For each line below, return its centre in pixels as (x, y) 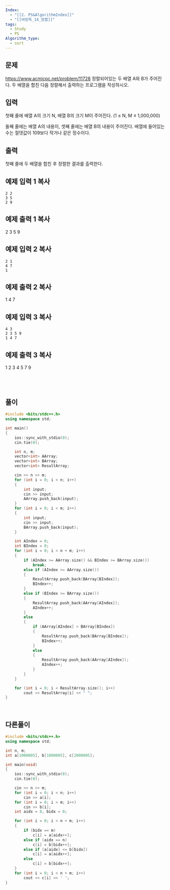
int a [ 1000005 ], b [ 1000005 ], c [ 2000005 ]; (50, 755)
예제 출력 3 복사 (29, 355)
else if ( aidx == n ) (45, 840)
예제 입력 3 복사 (29, 317)
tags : (11, 24)
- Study (18, 29)
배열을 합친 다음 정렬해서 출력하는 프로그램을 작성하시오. (73, 85)
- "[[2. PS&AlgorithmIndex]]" (42, 15)
